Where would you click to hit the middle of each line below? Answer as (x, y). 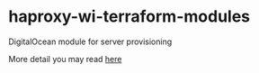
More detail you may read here (65, 59)
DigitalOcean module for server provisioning (90, 41)
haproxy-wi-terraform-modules (129, 17)
